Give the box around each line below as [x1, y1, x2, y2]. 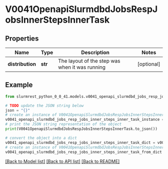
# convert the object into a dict [5, 135, 77, 140]
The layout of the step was [58, 58, 121, 64]
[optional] [137, 61, 160, 67]
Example [5, 81, 33, 89]
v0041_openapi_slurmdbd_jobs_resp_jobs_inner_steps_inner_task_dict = [5, 140, 155, 145]
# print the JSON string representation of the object [5, 122, 122, 127]
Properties [5, 34, 39, 43]
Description [80, 49, 110, 56]
